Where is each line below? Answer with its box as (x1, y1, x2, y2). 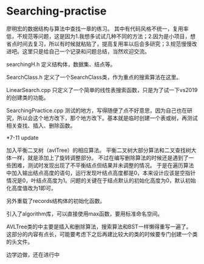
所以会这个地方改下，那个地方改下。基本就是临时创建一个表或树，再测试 (16, 114, 198, 122)
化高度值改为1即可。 (6, 184, 56, 191)
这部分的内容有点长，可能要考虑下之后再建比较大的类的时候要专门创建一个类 (6, 230, 198, 237)
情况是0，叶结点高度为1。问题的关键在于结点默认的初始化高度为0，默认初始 (6, 177, 196, 184)
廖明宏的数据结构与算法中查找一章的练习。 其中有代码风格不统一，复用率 (6, 25, 189, 32)
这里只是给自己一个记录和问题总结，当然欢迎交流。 (22, 47, 150, 55)
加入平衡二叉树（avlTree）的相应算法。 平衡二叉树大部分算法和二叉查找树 (6, 147, 191, 154)
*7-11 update (6, 134, 39, 141)
